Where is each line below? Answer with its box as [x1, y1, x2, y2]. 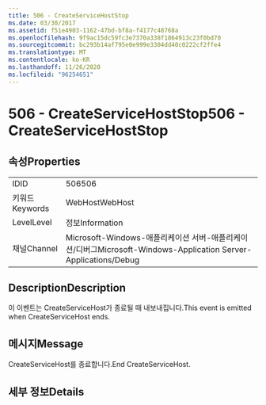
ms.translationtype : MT [8, 48, 87, 56]
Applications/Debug [65, 254, 140, 266]
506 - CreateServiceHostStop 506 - [8, 105, 245, 123]
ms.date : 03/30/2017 [8, 19, 77, 27]
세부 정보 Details [8, 385, 85, 399]
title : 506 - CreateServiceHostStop [8, 11, 129, 20]
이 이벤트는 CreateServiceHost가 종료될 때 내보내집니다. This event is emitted [8, 303, 252, 313]
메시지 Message [8, 337, 84, 350]
